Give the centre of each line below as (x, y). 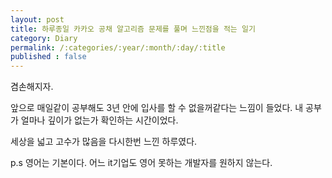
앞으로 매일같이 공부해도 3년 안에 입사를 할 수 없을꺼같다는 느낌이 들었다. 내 (157, 108)
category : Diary (44, 38)
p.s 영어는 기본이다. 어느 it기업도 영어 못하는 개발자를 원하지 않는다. (141, 163)
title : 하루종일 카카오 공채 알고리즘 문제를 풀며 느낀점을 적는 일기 (133, 29)
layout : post (37, 19)
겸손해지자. (32, 87)
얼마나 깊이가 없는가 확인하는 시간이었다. (99, 120)
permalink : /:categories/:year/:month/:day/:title (118, 47)
